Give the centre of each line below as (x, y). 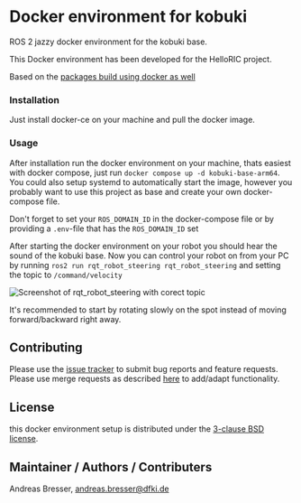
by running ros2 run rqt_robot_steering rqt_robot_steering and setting (145, 265)
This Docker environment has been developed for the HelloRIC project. (141, 59)
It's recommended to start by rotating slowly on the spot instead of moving (148, 310)
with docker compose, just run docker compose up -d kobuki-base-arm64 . (145, 172)
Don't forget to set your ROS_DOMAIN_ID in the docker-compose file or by (142, 219)
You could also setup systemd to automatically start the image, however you (151, 182)
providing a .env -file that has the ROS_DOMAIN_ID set (104, 228)
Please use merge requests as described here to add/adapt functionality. (145, 379)
